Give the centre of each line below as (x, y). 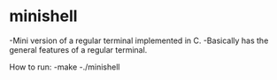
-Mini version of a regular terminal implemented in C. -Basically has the (139, 40)
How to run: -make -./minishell (65, 67)
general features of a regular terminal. (78, 49)
